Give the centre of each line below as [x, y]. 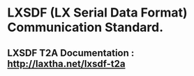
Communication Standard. [85, 27]
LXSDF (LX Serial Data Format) [97, 13]
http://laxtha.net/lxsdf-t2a [66, 64]
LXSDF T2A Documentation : [71, 53]
